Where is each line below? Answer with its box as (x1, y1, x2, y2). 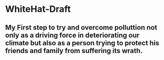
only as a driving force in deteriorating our (5, 31, 139, 39)
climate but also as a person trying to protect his (5, 39, 159, 47)
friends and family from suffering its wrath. (5, 46, 143, 55)
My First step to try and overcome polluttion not (5, 23, 157, 32)
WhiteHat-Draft (5, 3, 71, 15)
